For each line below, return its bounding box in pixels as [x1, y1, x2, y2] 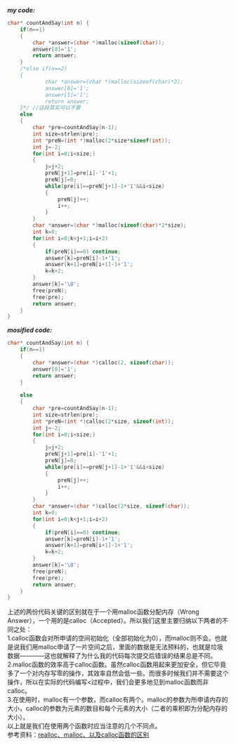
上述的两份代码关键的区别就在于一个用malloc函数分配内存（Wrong [7, 607, 199, 617]
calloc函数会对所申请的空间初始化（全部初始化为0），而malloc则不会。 [11, 634, 216, 642]
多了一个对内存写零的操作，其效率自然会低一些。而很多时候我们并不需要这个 [7, 669, 229, 678]
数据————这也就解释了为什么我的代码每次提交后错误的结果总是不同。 [7, 652, 216, 660]
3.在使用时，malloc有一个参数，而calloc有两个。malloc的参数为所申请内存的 [7, 695, 228, 704]
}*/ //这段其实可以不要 [20, 105, 81, 112]
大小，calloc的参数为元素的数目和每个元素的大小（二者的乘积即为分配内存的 [7, 704, 228, 713]
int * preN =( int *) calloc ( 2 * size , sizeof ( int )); [32, 418, 174, 425]
